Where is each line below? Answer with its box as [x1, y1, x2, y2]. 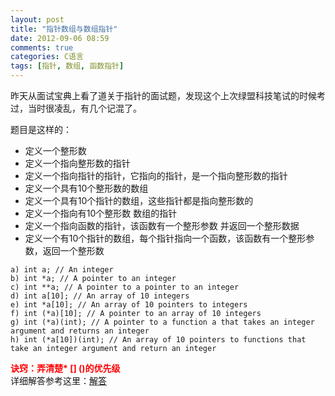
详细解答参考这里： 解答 [10, 375, 107, 386]
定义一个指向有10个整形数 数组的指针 [24, 207, 178, 219]
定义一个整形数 [24, 145, 87, 156]
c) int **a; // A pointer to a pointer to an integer [10, 282, 240, 292]
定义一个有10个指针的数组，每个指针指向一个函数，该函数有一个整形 [24, 232, 307, 244]
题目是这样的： [10, 124, 72, 135]
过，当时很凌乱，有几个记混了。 [10, 102, 142, 114]
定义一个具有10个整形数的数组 [24, 182, 149, 194]
